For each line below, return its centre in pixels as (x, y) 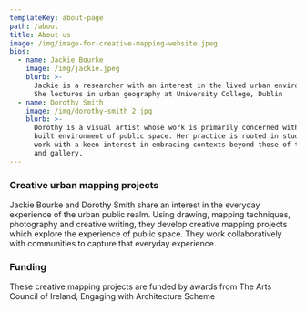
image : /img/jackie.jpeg (73, 69)
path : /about (34, 26)
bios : (20, 52)
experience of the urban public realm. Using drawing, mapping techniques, (150, 214)
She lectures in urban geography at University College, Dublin (158, 94)
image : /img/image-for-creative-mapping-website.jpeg (114, 43)
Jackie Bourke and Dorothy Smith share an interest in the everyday (135, 205)
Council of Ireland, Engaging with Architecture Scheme (112, 296)
